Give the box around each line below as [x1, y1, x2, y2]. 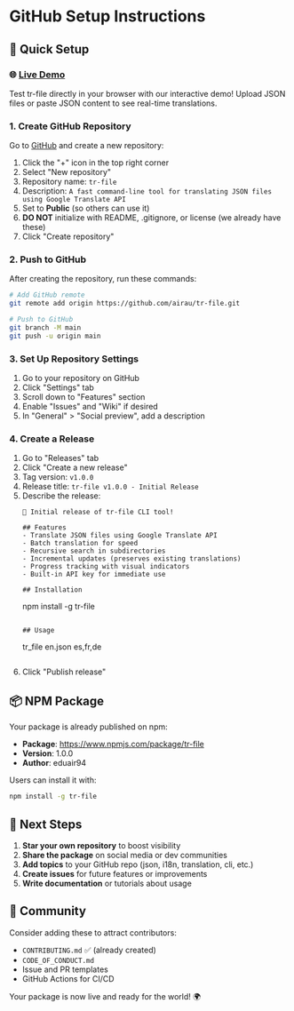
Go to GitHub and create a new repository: [9, 140, 164, 151]
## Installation [21, 585, 83, 594]
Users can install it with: [9, 775, 97, 785]
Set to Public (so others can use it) [21, 203, 150, 214]
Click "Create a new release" [21, 462, 128, 473]
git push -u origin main [9, 331, 101, 340]
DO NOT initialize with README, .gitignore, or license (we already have [21, 212, 282, 223]
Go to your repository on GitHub [21, 373, 140, 384]
